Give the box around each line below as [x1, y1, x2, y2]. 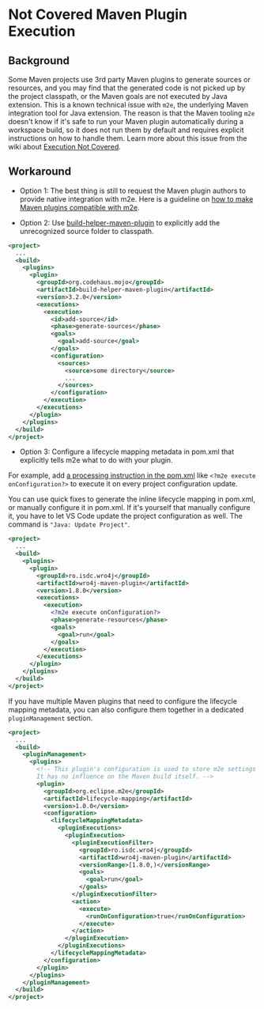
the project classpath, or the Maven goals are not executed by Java [8, 92, 228, 100]
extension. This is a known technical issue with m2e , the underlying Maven [8, 100, 249, 109]
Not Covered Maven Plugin [8, 6, 188, 24]
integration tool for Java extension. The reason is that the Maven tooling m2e [8, 108, 255, 118]
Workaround [8, 164, 72, 179]
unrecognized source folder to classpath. [19, 226, 154, 236]
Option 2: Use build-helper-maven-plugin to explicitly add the [19, 217, 221, 227]
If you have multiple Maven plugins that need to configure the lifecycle [8, 696, 237, 705]
